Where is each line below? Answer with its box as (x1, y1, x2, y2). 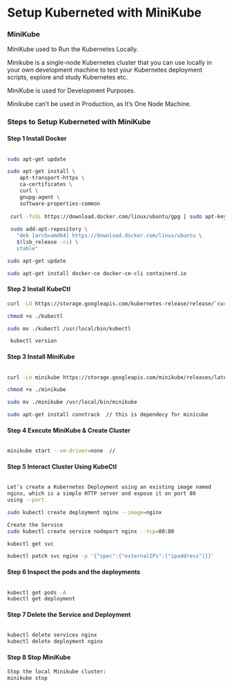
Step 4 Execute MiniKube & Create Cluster (7, 426, 131, 434)
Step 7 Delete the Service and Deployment (7, 610, 131, 618)
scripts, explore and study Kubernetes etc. (7, 73, 128, 81)
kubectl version (10, 337, 57, 344)
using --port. (7, 497, 48, 504)
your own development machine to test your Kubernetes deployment (7, 66, 202, 74)
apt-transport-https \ (19, 175, 85, 181)
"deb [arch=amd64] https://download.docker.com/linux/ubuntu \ (16, 233, 202, 239)
